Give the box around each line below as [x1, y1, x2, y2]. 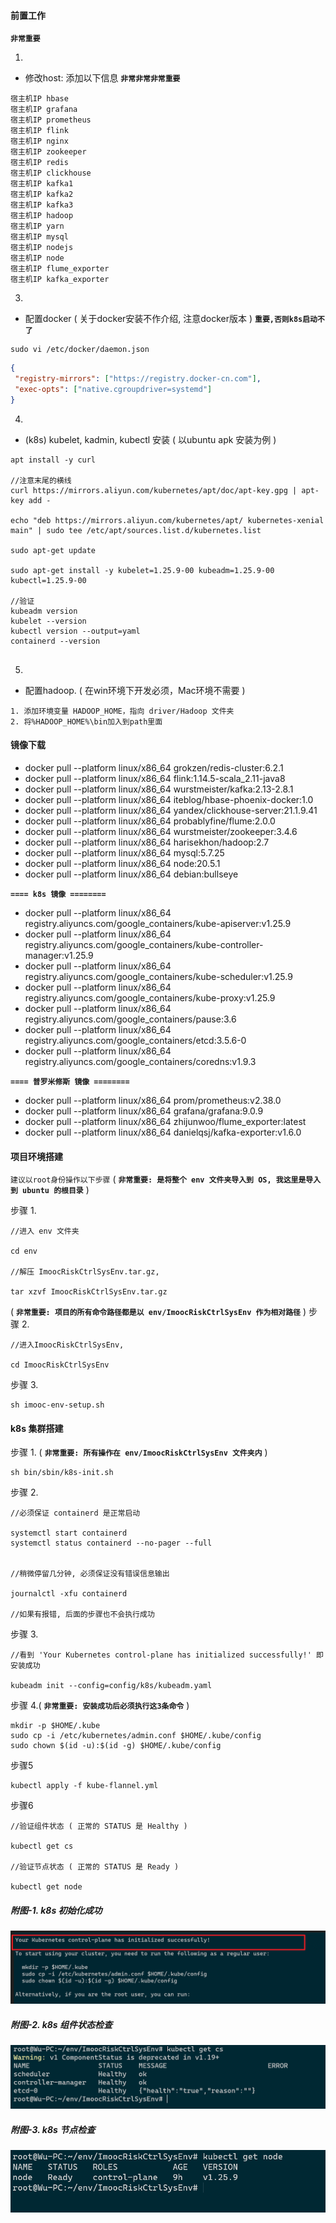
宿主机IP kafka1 [10, 179, 74, 189]
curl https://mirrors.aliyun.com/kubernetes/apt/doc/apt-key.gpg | [10, 485, 298, 495]
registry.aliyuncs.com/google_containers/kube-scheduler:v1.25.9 [24, 970, 293, 982]
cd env [10, 1246, 38, 1257]
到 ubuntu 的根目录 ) [10, 1184, 90, 1196]
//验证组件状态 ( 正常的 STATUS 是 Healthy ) [10, 1821, 188, 1832]
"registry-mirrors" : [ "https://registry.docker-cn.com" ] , [14, 374, 262, 384]
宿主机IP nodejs [10, 243, 74, 253]
